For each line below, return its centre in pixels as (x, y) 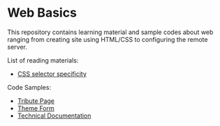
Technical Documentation (54, 116)
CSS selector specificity (52, 74)
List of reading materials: (43, 60)
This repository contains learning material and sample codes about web (110, 32)
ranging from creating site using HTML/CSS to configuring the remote (108, 39)
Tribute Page (36, 101)
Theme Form (36, 108)
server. (17, 47)
